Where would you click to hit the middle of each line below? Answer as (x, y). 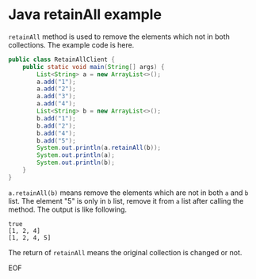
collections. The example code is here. (71, 44)
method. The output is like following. (68, 209)
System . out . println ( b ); (76, 163)
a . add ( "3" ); (57, 97)
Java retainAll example (85, 15)
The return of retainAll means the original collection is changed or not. (125, 252)
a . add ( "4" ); (57, 104)
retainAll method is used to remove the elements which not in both (119, 36)
